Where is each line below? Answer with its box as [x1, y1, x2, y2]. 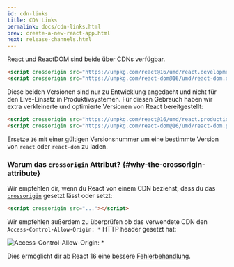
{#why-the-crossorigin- [122, 159, 205, 169]
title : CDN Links [7, 17, 58, 24]
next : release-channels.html [7, 36, 92, 43]
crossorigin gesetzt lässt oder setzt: [7, 191, 113, 200]
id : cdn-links [7, 10, 49, 17]
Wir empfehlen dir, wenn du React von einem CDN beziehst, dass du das [7, 184, 216, 192]
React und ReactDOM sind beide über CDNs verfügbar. [7, 55, 166, 63]
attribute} [7, 168, 41, 178]
